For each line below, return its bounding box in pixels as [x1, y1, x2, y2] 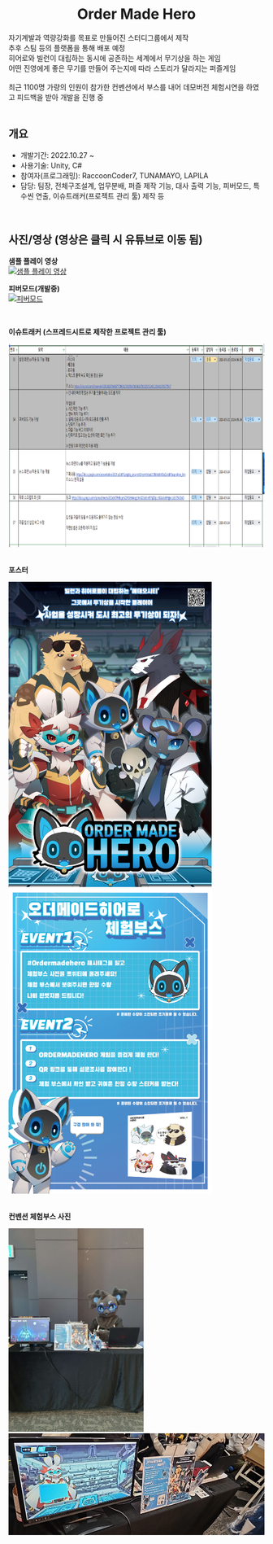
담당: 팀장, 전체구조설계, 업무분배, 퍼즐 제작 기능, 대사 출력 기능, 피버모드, [19, 181, 252, 190]
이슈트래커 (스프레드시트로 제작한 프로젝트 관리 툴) [8, 326, 167, 336]
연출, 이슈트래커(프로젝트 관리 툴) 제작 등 [35, 190, 165, 200]
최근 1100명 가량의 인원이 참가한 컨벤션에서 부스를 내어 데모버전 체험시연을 [8, 82, 245, 92]
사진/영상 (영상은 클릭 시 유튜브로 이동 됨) [8, 233, 203, 247]
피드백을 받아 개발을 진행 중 [16, 92, 104, 102]
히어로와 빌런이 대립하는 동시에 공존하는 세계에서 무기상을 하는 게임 [8, 53, 221, 63]
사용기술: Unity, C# [19, 160, 83, 170]
